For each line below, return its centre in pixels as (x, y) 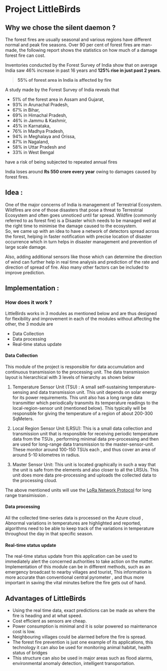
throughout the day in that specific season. (49, 533)
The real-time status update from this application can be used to (71, 556)
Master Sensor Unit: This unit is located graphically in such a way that (84, 464)
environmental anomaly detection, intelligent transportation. (74, 663)
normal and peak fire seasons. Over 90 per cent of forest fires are (73, 45)
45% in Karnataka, (31, 126)
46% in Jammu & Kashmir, (40, 120)
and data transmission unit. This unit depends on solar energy (93, 392)
